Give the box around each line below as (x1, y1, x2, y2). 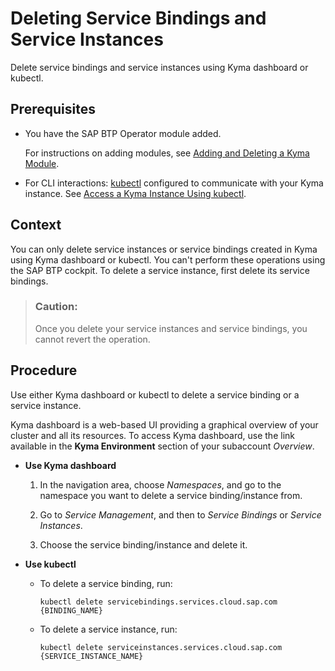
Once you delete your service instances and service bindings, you (34, 322, 308, 334)
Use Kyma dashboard (24, 459, 117, 471)
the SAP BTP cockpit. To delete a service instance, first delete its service (10, 264, 310, 276)
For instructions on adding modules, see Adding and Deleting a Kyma (24, 147, 310, 159)
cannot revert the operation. (34, 333, 151, 345)
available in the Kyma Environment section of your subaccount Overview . (10, 440, 315, 452)
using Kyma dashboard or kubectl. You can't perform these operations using (10, 253, 326, 266)
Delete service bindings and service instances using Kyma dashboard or (10, 61, 309, 73)
